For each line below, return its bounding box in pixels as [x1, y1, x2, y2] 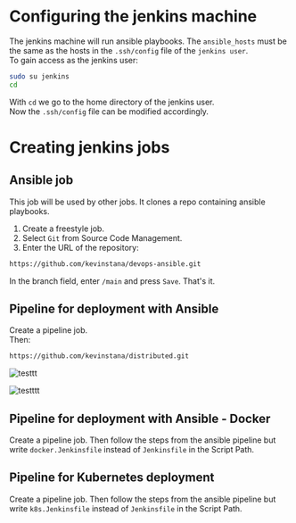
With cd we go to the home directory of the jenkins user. [9, 96, 215, 107]
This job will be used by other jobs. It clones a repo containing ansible [9, 196, 266, 207]
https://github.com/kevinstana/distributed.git [9, 352, 190, 361]
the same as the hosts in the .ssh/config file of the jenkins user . [9, 45, 249, 55]
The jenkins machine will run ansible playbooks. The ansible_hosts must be [9, 36, 287, 46]
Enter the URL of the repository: [21, 242, 140, 253]
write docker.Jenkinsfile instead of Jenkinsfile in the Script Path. [9, 444, 255, 455]
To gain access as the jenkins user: [9, 54, 138, 65]
